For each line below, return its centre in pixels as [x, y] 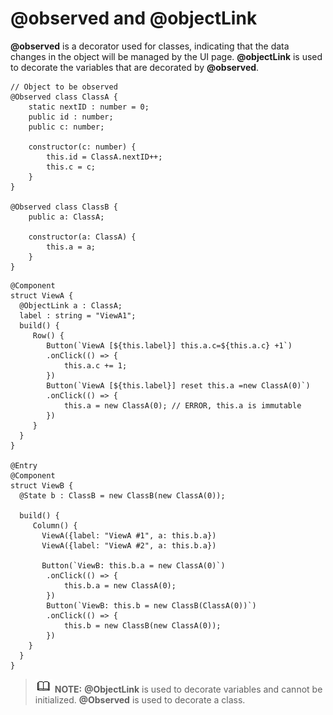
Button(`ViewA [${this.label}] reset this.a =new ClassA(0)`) [178, 385]
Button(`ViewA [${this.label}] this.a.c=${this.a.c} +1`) [169, 345]
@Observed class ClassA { [64, 97]
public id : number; [71, 117]
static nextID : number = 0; [89, 107]
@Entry [24, 465]
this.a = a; [71, 247]
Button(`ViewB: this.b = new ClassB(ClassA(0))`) [151, 605]
